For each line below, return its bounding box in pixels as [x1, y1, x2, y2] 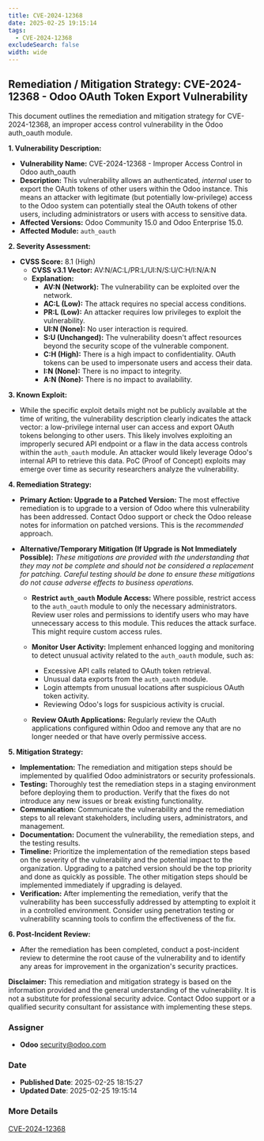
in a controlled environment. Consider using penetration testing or [19, 905, 235, 915]
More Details [8, 1106, 58, 1117]
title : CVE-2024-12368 [8, 11, 83, 20]
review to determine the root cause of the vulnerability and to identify [19, 952, 246, 963]
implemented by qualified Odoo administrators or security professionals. [19, 770, 255, 780]
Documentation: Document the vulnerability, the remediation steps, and [19, 830, 255, 839]
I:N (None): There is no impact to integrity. [43, 366, 182, 376]
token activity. [43, 691, 89, 700]
